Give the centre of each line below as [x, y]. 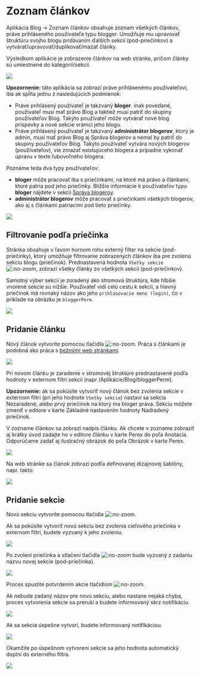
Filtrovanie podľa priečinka [57, 235]
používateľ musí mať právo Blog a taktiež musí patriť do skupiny [93, 111]
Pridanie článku [36, 330]
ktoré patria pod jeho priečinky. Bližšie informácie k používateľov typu [101, 186]
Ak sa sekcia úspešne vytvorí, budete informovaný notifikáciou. [84, 625]
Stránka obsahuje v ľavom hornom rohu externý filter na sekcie [84, 249]
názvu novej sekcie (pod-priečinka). [50, 562]
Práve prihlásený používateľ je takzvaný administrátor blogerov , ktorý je [104, 131]
